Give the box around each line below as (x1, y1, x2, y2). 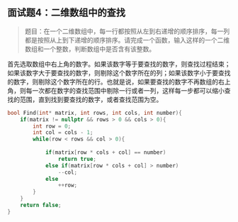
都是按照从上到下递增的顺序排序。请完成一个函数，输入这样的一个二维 (24, 35, 230, 44)
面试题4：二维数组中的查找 (7, 6, 126, 19)
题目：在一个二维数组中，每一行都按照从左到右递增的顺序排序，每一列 (24, 27, 230, 35)
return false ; (20, 201, 62, 209)
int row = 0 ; (33, 123, 72, 130)
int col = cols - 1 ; (33, 129, 93, 136)
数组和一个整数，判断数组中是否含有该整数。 (24, 45, 156, 53)
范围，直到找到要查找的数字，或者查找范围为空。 (19, 95, 163, 104)
